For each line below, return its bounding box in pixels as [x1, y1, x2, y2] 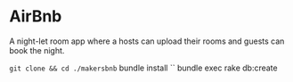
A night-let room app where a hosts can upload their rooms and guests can [9, 36, 285, 46]
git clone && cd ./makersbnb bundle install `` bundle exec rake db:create [9, 62, 278, 73]
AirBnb [9, 6, 62, 27]
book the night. [9, 45, 65, 55]
